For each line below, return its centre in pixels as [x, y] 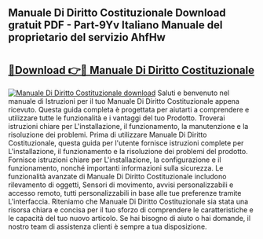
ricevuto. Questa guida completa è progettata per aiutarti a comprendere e [129, 110]
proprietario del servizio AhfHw [87, 37]
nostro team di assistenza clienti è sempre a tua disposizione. [108, 226]
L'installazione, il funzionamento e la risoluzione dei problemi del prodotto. [128, 151]
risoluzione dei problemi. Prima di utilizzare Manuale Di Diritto [108, 134]
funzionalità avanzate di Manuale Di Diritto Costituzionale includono [117, 176]
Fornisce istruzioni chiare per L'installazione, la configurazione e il [115, 160]
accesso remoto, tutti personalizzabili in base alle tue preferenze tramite [125, 193]
